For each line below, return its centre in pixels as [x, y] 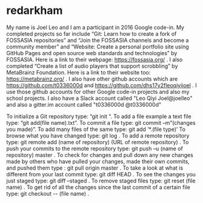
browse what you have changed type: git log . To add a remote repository [98, 135]
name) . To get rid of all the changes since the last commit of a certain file [98, 187]
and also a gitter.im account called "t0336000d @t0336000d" [84, 104]
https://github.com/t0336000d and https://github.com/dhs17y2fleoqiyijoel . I [101, 85]
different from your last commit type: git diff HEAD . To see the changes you [101, 174]
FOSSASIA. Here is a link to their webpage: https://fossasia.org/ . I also [95, 59]
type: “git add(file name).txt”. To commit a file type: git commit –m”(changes [101, 122]
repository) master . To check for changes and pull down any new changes [100, 155]
